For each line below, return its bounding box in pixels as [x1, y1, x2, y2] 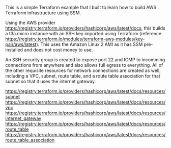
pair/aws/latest [5, 41, 37, 47]
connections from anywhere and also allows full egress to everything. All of [5, 62, 163, 68]
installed [5, 47, 23, 53]
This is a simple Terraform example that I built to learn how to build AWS [5, 5, 157, 10]
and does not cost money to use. [24, 47, 93, 53]
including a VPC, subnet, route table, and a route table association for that [5, 73, 160, 79]
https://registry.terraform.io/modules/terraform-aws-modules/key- [5, 36, 145, 42]
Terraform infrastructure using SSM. [5, 10, 81, 16]
